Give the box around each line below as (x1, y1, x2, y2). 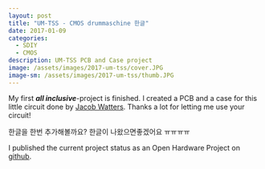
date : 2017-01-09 (8, 26, 67, 34)
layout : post (8, 11, 52, 20)
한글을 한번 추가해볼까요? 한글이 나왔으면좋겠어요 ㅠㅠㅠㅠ (8, 127, 190, 136)
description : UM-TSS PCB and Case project (8, 57, 153, 65)
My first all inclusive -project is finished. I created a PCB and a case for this (8, 93, 258, 103)
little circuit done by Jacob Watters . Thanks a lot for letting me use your (8, 102, 245, 111)
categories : (8, 34, 48, 42)
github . (8, 151, 32, 161)
